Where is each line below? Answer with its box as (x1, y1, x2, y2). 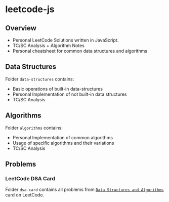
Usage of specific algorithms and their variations (12, 140, 114, 146)
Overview (5, 24, 37, 32)
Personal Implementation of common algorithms (12, 134, 113, 140)
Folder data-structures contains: (5, 76, 74, 82)
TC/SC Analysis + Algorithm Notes (12, 43, 85, 49)
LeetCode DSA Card (5, 175, 56, 182)
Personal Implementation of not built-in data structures (12, 91, 127, 97)
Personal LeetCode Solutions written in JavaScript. (12, 37, 119, 43)
